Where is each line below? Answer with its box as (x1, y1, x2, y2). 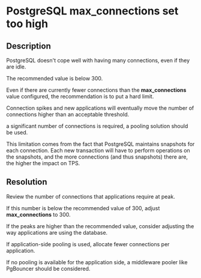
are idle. (6, 63, 26, 70)
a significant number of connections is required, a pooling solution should (6, 122, 188, 130)
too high (6, 17, 49, 31)
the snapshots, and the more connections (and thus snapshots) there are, (6, 153, 188, 160)
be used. (6, 129, 28, 136)
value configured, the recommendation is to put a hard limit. (6, 93, 154, 100)
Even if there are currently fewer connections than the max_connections (6, 86, 187, 94)
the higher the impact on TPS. (6, 160, 80, 166)
